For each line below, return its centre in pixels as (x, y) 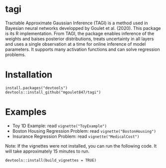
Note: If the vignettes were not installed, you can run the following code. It (81, 146)
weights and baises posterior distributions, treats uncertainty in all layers (80, 39)
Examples (26, 112)
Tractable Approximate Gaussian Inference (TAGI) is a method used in (77, 23)
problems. (15, 54)
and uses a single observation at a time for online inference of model (76, 44)
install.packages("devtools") (37, 88)
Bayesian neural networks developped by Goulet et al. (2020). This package (83, 28)
